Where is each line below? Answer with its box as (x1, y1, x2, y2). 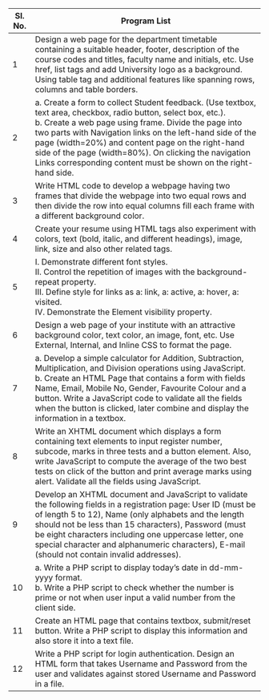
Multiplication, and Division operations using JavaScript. (34, 362, 246, 374)
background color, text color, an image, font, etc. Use (34, 330, 235, 340)
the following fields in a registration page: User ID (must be (34, 499, 256, 510)
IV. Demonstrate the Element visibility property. (34, 306, 212, 318)
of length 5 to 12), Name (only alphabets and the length (34, 509, 244, 520)
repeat (34, 277, 60, 287)
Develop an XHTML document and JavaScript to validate (34, 489, 248, 500)
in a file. (34, 678, 65, 689)
